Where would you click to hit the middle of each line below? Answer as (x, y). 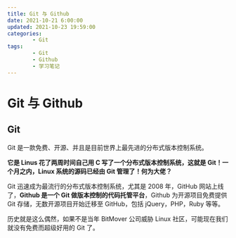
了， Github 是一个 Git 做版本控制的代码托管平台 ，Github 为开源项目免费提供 (117, 195)
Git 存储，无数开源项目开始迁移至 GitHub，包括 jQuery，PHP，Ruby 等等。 (116, 203)
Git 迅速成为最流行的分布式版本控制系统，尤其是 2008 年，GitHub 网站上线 (116, 186)
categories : (25, 33)
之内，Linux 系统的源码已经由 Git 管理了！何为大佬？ (96, 171)
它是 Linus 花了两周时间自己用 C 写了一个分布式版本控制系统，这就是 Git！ (115, 162)
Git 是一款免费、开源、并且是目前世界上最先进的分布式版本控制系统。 (108, 147)
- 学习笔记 (46, 66)
